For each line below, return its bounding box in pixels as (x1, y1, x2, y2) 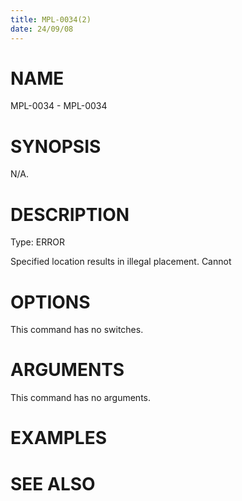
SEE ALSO (10, 472, 96, 495)
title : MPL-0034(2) (10, 14, 92, 25)
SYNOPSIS (10, 135, 102, 158)
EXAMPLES (10, 427, 107, 450)
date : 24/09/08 (10, 24, 74, 34)
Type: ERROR (10, 236, 65, 248)
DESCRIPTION (10, 203, 130, 226)
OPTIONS (10, 291, 91, 313)
